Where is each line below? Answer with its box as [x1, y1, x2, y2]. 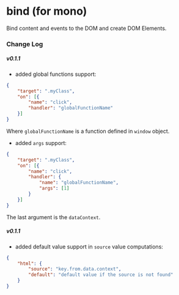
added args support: [15, 139, 67, 146]
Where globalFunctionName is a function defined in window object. [6, 127, 170, 135]
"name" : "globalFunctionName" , [38, 179, 119, 186]
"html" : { [17, 260, 43, 267]
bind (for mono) [6, 4, 87, 18]
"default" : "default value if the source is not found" [28, 272, 174, 278]
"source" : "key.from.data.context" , [28, 266, 122, 272]
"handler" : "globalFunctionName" [28, 105, 114, 111]
